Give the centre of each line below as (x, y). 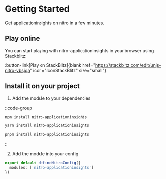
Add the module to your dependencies (51, 98)
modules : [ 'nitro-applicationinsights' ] (52, 168)
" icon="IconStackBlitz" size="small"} (68, 70)
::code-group (19, 108)
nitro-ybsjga (18, 70)
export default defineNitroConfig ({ (43, 163)
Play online (22, 38)
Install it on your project (42, 86)
